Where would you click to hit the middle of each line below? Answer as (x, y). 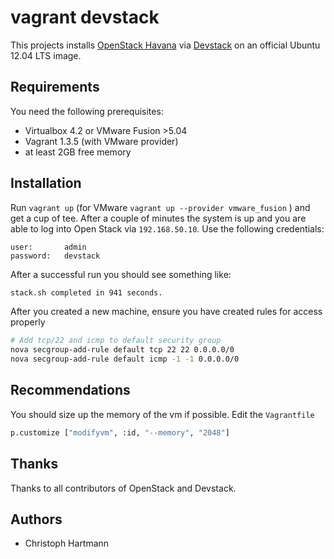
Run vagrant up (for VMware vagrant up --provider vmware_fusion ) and (160, 207)
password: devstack (55, 256)
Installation (46, 183)
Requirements (55, 87)
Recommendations (70, 390)
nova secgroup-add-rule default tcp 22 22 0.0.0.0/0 (122, 350)
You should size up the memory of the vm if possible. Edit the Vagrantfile (162, 414)
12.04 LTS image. (46, 55)
